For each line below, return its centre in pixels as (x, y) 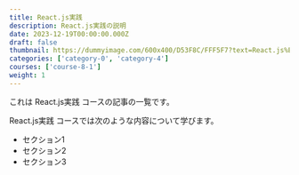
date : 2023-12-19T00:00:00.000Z (69, 34)
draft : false (33, 42)
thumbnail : (29, 51)
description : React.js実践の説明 (68, 26)
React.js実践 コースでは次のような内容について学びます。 (114, 120)
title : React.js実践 (46, 17)
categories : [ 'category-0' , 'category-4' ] (89, 59)
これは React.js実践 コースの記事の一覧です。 (92, 101)
